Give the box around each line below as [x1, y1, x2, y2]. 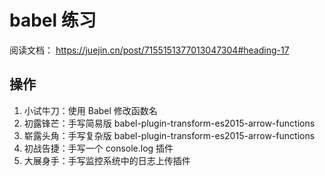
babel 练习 [9, 9, 97, 32]
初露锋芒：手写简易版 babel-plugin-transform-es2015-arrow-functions [23, 117, 316, 129]
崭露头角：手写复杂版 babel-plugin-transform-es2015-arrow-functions [23, 129, 316, 141]
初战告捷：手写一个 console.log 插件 [23, 142, 174, 154]
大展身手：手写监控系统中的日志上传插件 [23, 154, 191, 166]
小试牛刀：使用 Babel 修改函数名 [23, 104, 158, 116]
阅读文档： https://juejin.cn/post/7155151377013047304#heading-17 [9, 44, 290, 56]
